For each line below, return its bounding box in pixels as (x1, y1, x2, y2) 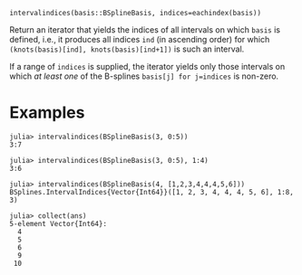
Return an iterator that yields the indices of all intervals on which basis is (9, 24, 281, 35)
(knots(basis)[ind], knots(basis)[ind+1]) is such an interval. (9, 43, 245, 54)
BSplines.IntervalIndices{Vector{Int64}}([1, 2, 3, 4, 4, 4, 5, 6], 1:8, (9, 187, 295, 196)
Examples (9, 102, 85, 123)
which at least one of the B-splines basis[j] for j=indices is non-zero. (9, 71, 279, 81)
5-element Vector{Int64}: (9, 219, 107, 228)
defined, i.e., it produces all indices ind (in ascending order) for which (9, 34, 270, 44)
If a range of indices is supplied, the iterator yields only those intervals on (9, 62, 286, 71)
